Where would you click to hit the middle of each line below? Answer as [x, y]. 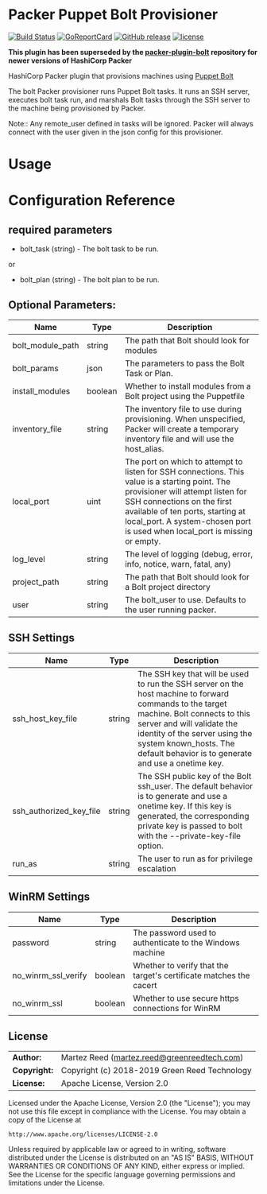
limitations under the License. [56, 1183]
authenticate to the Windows [186, 942]
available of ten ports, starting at [185, 511]
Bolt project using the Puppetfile [184, 396]
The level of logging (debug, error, [189, 554]
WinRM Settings [49, 897]
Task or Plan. [149, 373]
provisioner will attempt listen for [186, 491]
